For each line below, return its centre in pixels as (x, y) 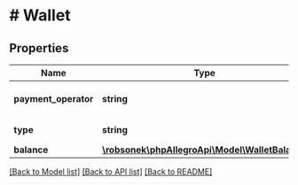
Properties (39, 48)
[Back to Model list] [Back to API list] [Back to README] (111, 172)
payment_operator (54, 99)
